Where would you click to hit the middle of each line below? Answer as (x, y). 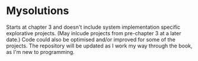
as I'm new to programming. (41, 52)
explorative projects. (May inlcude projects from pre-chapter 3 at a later (94, 33)
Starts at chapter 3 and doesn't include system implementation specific (93, 27)
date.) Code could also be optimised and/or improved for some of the (91, 39)
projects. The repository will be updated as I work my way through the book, (99, 46)
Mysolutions (38, 11)
